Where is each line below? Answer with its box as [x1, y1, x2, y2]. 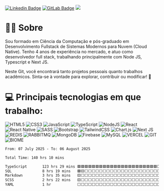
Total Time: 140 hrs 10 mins [5, 155, 64, 160]
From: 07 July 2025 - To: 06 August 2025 [5, 146, 91, 151]
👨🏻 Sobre [5, 22, 43, 34]
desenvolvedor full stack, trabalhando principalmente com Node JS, [5, 54, 142, 59]
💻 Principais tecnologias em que [5, 92, 142, 103]
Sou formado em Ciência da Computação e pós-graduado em [5, 38, 129, 44]
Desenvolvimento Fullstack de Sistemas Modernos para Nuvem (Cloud [5, 43, 147, 49]
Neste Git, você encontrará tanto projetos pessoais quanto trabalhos [5, 68, 143, 74]
